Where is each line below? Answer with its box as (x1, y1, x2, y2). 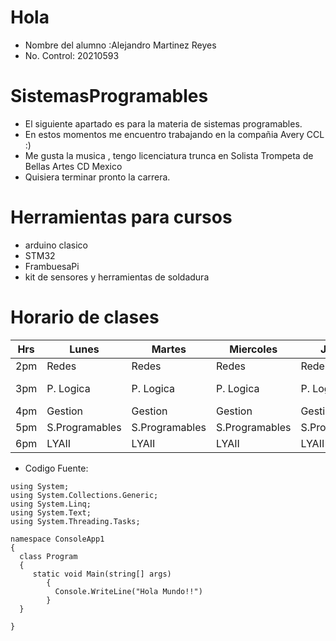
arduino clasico (24, 239, 88, 251)
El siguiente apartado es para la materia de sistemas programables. (24, 117, 303, 130)
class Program (19, 551, 78, 561)
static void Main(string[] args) (32, 569, 172, 579)
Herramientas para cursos (10, 206, 233, 229)
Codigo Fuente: (24, 462, 89, 474)
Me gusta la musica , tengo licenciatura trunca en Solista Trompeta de (24, 149, 314, 161)
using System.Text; (10, 507, 92, 518)
